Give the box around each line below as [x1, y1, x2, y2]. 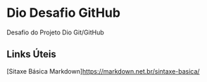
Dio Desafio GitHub [6, 5, 121, 21]
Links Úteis [6, 48, 57, 60]
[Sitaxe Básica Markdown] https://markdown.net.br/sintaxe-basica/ [6, 67, 200, 75]
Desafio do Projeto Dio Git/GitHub [6, 28, 104, 36]
